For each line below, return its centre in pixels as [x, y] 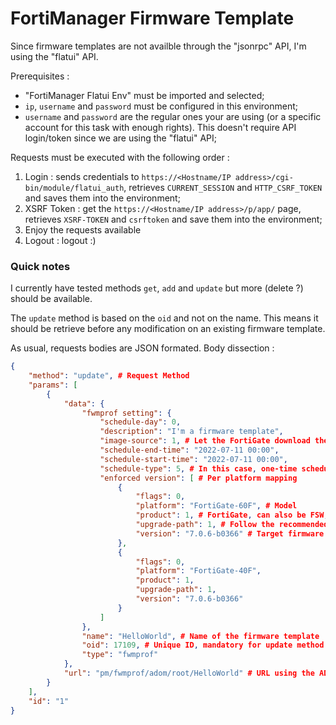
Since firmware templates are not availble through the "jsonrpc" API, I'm [158, 46]
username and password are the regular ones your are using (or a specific [173, 116]
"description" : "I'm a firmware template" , [191, 432]
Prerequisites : [40, 76]
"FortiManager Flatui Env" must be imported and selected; [144, 95]
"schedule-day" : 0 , [140, 422]
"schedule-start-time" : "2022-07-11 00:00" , [193, 459]
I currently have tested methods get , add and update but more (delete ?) [157, 288]
